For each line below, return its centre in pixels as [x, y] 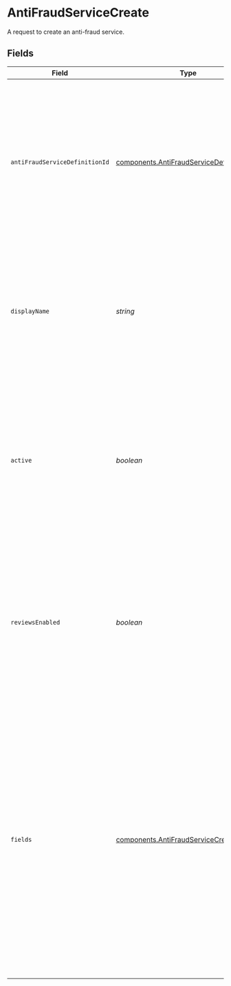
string [125, 311]
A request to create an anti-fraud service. [66, 32]
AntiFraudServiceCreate [78, 13]
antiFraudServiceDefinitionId [60, 162]
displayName [30, 311]
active [21, 460]
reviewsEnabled [35, 622]
